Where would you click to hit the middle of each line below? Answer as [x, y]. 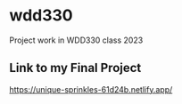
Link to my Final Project [75, 68]
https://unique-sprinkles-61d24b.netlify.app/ [91, 89]
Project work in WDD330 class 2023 [76, 40]
